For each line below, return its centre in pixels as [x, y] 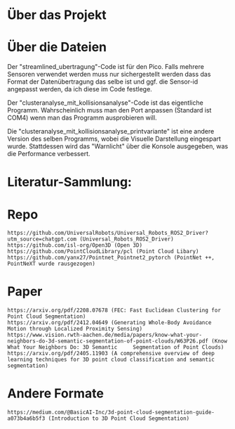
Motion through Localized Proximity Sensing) [75, 329]
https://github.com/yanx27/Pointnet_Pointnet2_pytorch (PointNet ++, [111, 258]
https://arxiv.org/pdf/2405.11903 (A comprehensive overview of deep [111, 354]
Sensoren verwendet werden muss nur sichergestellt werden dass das [109, 75]
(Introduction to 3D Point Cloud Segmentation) [119, 418]
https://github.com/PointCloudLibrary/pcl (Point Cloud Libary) [103, 252]
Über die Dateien [57, 47]
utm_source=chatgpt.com [42, 239]
